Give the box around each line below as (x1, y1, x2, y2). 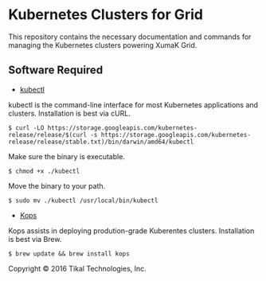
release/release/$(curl (8, 131, 88, 139)
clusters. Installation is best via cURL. (8, 108, 131, 118)
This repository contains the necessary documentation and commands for (8, 32, 252, 41)
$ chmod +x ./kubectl (8, 167, 80, 175)
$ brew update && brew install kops (8, 249, 130, 258)
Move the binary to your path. (8, 181, 106, 190)
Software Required (8, 64, 104, 77)
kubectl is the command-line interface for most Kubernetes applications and (8, 100, 259, 109)
